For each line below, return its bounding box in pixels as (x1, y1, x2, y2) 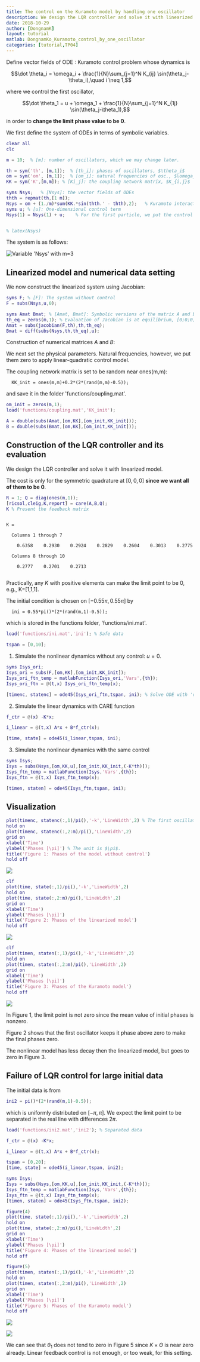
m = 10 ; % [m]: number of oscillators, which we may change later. (6, 157, 180, 163)
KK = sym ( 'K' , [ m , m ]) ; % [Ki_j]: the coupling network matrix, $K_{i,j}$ (6, 179, 190, 185)
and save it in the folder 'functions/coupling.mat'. (6, 390, 127, 397)
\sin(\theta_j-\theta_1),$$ (70, 106, 130, 113)
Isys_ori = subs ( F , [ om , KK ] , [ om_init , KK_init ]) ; (6, 670, 127, 676)
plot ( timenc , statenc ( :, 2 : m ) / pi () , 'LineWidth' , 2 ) (6, 829, 132, 835)
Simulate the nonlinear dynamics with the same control (14, 746, 150, 753)
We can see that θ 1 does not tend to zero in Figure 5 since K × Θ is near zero (6, 1342, 193, 1350)
